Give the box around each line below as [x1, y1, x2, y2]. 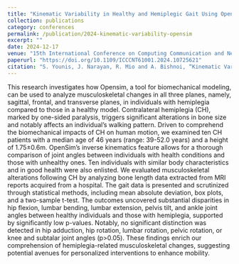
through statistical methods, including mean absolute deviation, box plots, [7, 188, 224, 197]
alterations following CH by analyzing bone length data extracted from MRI [7, 173, 226, 182]
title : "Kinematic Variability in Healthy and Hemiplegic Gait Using [7, 10, 218, 18]
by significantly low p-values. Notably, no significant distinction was [7, 218, 207, 227]
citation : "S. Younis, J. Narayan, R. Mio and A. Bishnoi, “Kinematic [7, 63, 221, 70]
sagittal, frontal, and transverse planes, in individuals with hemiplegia [7, 97, 210, 106]
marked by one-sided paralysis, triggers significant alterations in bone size [7, 113, 227, 121]
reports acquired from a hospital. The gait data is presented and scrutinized [7, 180, 229, 189]
